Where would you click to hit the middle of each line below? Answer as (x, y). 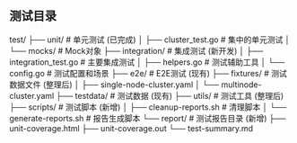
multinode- (241, 85)
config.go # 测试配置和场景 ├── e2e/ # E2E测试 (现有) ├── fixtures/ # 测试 (148, 73)
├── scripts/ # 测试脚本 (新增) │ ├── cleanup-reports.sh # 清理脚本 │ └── (148, 107)
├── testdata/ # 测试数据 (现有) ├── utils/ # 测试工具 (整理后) (170, 95)
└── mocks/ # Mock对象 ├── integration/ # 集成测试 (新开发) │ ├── (136, 50)
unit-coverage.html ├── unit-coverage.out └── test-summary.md (131, 128)
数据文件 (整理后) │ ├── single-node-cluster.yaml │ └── (114, 85)
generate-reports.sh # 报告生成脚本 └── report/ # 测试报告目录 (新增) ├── (148, 118)
